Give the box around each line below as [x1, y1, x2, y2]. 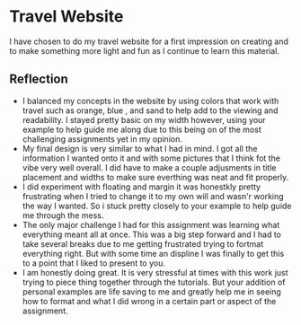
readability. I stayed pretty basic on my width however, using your [22, 114, 267, 125]
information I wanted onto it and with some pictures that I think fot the [22, 153, 281, 163]
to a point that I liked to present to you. [22, 258, 166, 268]
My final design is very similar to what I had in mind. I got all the [22, 143, 258, 154]
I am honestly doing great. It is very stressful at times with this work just [22, 267, 289, 277]
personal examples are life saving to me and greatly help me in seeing [22, 285, 281, 297]
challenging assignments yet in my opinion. [22, 133, 182, 145]
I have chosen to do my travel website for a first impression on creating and [9, 36, 289, 47]
